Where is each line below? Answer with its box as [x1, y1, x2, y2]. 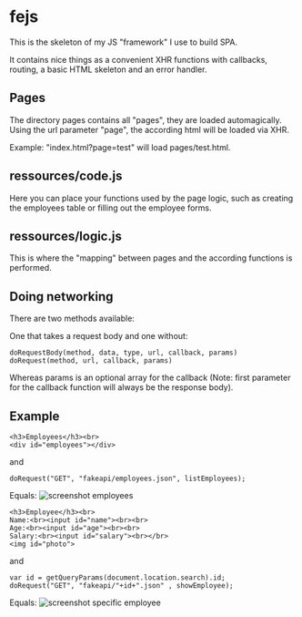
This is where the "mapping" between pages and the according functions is [9, 252, 293, 263]
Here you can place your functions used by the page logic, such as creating [9, 192, 294, 203]
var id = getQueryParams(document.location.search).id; [9, 573, 226, 582]
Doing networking [9, 289, 114, 304]
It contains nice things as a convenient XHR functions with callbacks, [9, 54, 268, 65]
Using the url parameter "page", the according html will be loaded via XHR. [9, 124, 289, 135]
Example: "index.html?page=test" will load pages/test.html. [9, 141, 231, 152]
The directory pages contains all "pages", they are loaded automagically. [9, 114, 282, 125]
